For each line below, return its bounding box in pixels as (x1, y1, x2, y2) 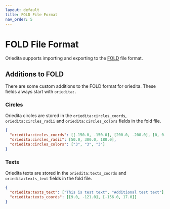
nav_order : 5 (5, 17, 33, 22)
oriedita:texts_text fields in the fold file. (5, 175, 92, 182)
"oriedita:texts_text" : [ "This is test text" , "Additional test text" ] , (10, 190, 166, 195)
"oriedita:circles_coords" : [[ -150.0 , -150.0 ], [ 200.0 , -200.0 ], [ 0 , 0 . (10, 132, 166, 138)
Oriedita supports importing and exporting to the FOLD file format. (5, 55, 143, 61)
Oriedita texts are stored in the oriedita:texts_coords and (5, 170, 126, 176)
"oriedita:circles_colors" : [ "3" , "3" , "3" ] (10, 142, 105, 147)
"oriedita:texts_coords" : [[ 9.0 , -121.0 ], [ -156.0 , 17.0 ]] (10, 194, 137, 199)
